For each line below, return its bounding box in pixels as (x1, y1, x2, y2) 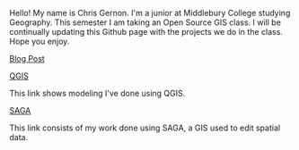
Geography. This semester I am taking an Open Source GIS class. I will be (9, 17, 281, 28)
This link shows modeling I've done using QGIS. (9, 88, 186, 98)
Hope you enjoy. (9, 36, 70, 46)
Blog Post (9, 54, 45, 63)
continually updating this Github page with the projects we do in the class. (9, 27, 283, 37)
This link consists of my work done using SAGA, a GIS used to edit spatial (9, 122, 281, 133)
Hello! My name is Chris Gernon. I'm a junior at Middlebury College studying (9, 8, 291, 18)
